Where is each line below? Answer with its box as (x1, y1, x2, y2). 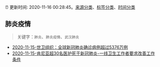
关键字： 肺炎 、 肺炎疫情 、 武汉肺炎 (17, 34, 80, 40)
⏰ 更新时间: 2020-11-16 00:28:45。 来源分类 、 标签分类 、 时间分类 (5, 4, 136, 10)
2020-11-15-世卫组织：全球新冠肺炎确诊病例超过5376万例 (12, 44, 128, 50)
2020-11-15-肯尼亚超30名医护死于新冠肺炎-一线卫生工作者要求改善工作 (12, 50, 155, 56)
